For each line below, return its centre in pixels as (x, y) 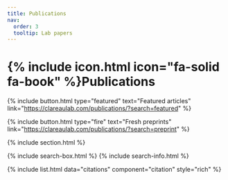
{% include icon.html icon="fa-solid (113, 67)
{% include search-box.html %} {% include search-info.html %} (98, 156)
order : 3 (26, 26)
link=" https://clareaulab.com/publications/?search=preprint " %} (99, 129)
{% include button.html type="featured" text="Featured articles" (99, 101)
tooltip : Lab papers (43, 33)
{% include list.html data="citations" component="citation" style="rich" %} (114, 170)
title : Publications (37, 13)
